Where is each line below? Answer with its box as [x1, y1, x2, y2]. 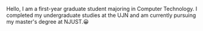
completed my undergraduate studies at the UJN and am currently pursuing [6, 12, 196, 19]
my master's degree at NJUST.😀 [6, 18, 89, 25]
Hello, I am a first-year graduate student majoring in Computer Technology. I [6, 5, 198, 12]
